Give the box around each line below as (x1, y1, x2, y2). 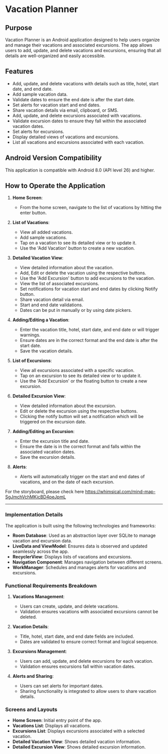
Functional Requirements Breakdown (5, 582, 97, 589)
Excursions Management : (12, 648, 67, 655)
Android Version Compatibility (5, 154, 102, 162)
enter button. (19, 210, 47, 216)
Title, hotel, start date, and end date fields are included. (19, 633, 134, 640)
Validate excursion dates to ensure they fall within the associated (12, 118, 146, 124)
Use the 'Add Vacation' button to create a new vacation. (19, 245, 135, 251)
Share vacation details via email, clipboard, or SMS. (12, 107, 118, 113)
